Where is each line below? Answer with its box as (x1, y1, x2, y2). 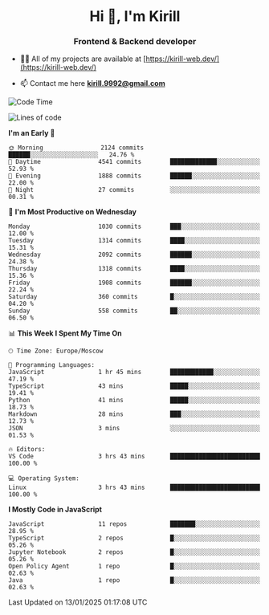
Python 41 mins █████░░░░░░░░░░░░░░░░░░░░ (8, 397, 261, 405)
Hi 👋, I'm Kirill (89, 7, 181, 26)
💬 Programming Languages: (8, 361, 95, 369)
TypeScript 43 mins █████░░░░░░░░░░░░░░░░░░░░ (8, 382, 261, 390)
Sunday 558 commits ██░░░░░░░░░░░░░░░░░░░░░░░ (8, 307, 261, 316)
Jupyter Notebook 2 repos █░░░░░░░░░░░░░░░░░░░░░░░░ (8, 548, 261, 556)
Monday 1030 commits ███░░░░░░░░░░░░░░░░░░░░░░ (8, 222, 261, 231)
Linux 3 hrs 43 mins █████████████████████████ (8, 483, 261, 492)
